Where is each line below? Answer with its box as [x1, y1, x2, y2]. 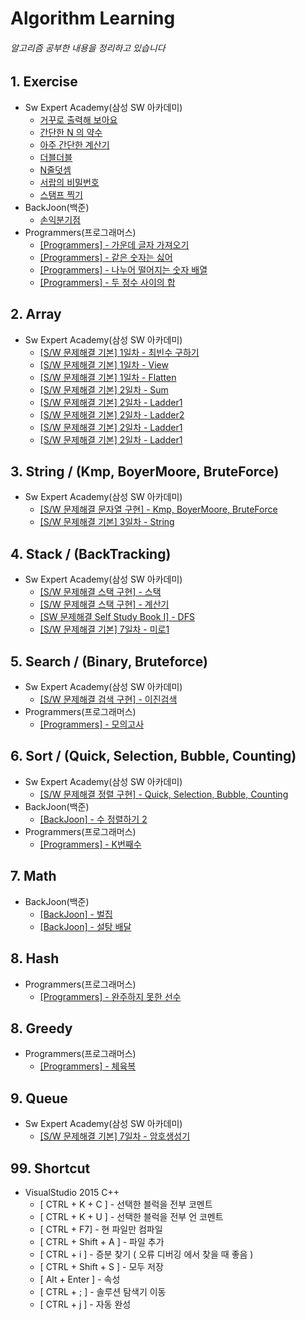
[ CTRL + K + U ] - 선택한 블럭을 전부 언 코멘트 [39, 1210, 224, 1222]
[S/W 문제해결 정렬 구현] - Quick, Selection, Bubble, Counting [39, 788, 289, 800]
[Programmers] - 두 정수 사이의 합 [39, 276, 176, 288]
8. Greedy [10, 1020, 73, 1037]
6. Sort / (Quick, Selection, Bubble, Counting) [10, 748, 297, 765]
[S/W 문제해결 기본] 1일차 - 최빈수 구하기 [39, 346, 200, 358]
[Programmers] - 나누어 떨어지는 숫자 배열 [39, 263, 208, 276]
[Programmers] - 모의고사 [39, 718, 145, 731]
